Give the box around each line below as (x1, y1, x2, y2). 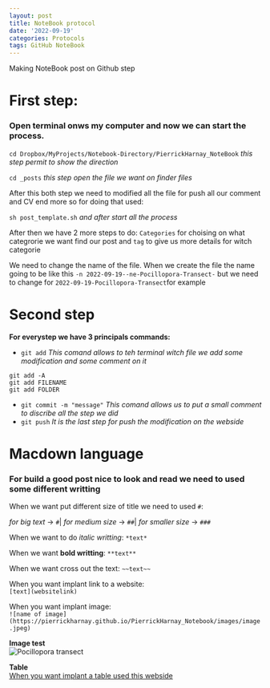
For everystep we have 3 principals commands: (9, 332, 171, 342)
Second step (9, 306, 95, 323)
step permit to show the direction (9, 157, 119, 167)
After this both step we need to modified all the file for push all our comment (9, 188, 261, 197)
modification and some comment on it (20, 356, 147, 366)
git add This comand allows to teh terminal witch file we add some (20, 347, 244, 357)
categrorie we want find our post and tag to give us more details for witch (9, 236, 252, 245)
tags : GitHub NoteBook (9, 42, 85, 50)
